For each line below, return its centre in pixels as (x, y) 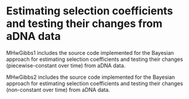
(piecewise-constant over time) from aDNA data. (66, 65)
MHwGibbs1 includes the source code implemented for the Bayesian (90, 52)
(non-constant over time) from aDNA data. (58, 89)
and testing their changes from (84, 24)
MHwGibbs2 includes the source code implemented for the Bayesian (91, 77)
